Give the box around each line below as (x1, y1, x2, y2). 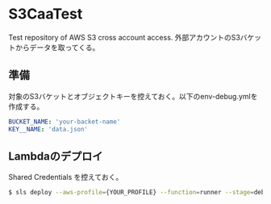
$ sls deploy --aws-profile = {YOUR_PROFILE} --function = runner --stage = (8, 189, 254, 197)
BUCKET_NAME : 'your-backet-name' (8, 118, 121, 126)
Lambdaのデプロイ (8, 149, 103, 163)
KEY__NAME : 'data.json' (8, 125, 89, 133)
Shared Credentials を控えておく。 (8, 173, 123, 182)
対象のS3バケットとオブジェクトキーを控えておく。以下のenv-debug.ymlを (8, 91, 258, 101)
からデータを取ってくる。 (15, 42, 100, 52)
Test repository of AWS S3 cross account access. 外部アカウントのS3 (8, 32, 240, 42)
